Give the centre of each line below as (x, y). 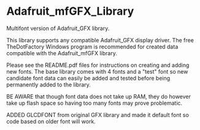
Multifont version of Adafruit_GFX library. (58, 28)
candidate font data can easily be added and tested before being (88, 78)
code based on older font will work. (51, 121)
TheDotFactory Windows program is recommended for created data (92, 47)
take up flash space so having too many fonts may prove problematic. (94, 103)
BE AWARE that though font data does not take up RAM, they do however (99, 96)
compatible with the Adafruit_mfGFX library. (62, 53)
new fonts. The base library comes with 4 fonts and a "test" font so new (97, 71)
